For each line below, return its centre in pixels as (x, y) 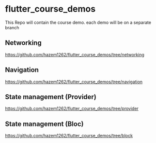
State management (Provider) (51, 97)
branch (12, 27)
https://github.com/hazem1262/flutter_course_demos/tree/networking (75, 54)
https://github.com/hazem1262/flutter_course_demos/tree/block (69, 136)
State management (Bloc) (44, 124)
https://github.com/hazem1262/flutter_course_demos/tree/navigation (74, 82)
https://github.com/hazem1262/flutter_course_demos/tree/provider (72, 108)
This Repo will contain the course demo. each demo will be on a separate (78, 22)
